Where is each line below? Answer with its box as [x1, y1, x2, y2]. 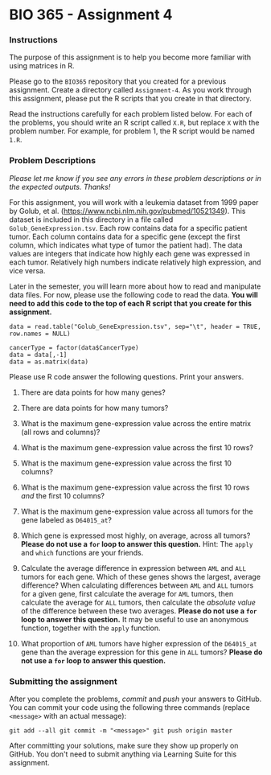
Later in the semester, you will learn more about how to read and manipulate [9, 281, 261, 291]
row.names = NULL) [9, 330, 71, 338]
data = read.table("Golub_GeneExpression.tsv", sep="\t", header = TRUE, [9, 322, 262, 330]
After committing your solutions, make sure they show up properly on [9, 741, 239, 751]
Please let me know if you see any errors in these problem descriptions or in [9, 173, 262, 182]
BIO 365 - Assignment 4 [9, 6, 173, 24]
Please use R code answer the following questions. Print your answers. [9, 371, 244, 381]
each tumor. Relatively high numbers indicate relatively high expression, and [9, 257, 261, 267]
